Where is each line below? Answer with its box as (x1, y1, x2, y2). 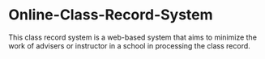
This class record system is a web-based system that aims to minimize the (8, 32, 258, 42)
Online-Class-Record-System (8, 6, 213, 24)
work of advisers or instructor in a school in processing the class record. (8, 40, 251, 50)
